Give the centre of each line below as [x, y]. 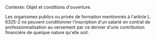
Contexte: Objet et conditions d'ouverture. [48, 7]
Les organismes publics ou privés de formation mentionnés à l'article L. [78, 17]
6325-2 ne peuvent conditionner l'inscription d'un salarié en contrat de [78, 22]
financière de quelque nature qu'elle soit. [47, 32]
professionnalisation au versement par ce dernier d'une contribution [75, 27]
